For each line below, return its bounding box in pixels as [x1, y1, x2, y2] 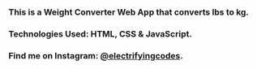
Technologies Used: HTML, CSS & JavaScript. [8, 28, 192, 39]
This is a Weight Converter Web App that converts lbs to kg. [8, 6, 250, 18]
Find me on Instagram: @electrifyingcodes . [8, 50, 184, 61]
